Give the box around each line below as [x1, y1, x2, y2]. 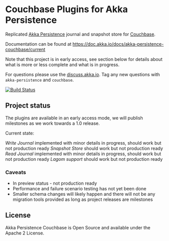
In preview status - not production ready [12, 180, 97, 186]
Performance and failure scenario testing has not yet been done [12, 186, 147, 192]
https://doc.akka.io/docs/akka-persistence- [73, 41, 164, 47]
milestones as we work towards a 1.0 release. [5, 120, 100, 126]
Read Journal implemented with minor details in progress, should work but [5, 151, 161, 157]
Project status [5, 101, 51, 110]
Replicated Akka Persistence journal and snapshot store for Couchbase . [5, 31, 156, 37]
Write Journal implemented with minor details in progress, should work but [5, 140, 161, 146]
